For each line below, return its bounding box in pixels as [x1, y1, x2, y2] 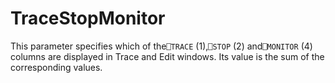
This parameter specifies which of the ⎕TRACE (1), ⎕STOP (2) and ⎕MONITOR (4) [10, 40, 313, 52]
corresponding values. [10, 61, 103, 73]
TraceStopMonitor [10, 7, 166, 30]
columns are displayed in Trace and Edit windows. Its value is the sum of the [10, 50, 325, 62]
